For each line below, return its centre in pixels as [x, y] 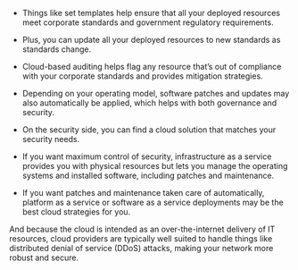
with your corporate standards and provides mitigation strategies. [142, 76]
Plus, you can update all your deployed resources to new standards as [151, 40]
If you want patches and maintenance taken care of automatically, [143, 193]
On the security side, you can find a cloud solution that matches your [149, 130]
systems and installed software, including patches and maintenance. [148, 175]
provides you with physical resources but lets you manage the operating [155, 166]
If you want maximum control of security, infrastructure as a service [147, 156]
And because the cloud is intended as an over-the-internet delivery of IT [142, 229]
